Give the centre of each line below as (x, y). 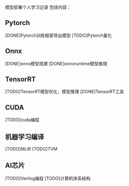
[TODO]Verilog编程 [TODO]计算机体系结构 (48, 178)
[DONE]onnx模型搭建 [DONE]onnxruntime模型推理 (56, 63)
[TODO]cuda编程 (22, 120)
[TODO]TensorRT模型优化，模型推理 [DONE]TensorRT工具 (64, 92)
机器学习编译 (25, 137)
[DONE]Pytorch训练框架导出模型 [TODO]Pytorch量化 (59, 35)
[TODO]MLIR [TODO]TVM (31, 149)
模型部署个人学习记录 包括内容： (38, 7)
